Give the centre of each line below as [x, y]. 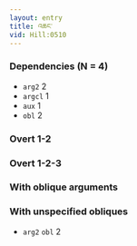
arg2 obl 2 [42, 231]
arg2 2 [34, 86]
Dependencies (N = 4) [59, 66]
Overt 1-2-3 [35, 162]
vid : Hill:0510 [38, 34]
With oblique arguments [64, 187]
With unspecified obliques [69, 212]
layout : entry [36, 18]
